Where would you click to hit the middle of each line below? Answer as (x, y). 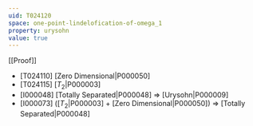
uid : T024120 (30, 16)
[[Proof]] (23, 61)
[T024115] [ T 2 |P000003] (60, 86)
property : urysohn (39, 30)
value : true (28, 38)
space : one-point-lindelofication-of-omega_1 (85, 23)
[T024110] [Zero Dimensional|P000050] (85, 76)
